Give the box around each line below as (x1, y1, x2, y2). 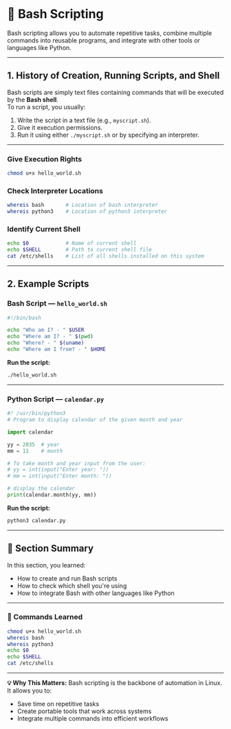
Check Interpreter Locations (7, 186, 103, 195)
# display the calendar (7, 485, 76, 492)
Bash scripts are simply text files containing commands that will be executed (7, 88, 224, 96)
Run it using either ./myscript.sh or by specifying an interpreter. (16, 131, 199, 139)
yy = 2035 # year (7, 441, 60, 448)
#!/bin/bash (7, 314, 41, 322)
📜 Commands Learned (7, 612, 83, 622)
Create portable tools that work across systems (16, 707, 152, 715)
